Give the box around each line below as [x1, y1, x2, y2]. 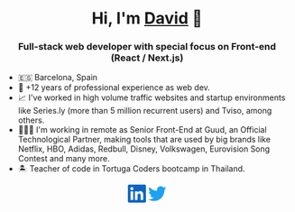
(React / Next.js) [110, 51, 184, 64]
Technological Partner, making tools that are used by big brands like [17, 134, 271, 145]
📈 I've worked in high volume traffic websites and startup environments [17, 92, 286, 103]
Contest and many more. [17, 153, 110, 164]
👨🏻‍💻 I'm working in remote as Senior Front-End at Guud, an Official [17, 124, 268, 135]
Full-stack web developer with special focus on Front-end [17, 41, 277, 53]
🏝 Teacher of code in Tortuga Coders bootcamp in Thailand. [17, 163, 245, 174]
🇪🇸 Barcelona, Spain [17, 72, 97, 83]
